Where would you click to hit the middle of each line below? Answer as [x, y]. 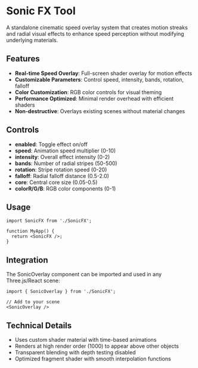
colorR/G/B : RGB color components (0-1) [65, 188]
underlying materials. [32, 40]
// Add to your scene [33, 302]
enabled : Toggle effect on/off [51, 144]
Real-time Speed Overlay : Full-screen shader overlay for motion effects [103, 73]
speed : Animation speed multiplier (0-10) [65, 151]
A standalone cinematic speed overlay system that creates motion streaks [97, 27]
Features [23, 59]
